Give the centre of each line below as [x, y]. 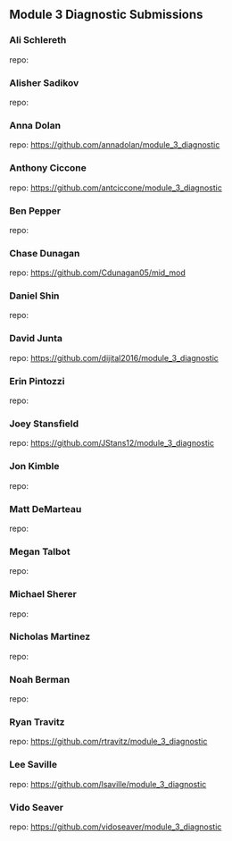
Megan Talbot [40, 551]
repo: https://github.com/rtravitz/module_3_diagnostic [108, 742]
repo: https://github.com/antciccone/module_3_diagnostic [116, 188]
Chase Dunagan [45, 253]
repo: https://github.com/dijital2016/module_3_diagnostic [114, 357]
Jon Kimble [34, 467]
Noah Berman [40, 679]
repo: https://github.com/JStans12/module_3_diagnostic [112, 443]
